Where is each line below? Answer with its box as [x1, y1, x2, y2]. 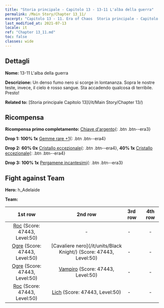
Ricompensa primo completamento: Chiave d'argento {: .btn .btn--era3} [5, 126, 151, 132]
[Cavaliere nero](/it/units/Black [51, 243, 122, 249]
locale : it [5, 25, 27, 30]
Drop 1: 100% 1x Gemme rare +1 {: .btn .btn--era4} [5, 136, 106, 142]
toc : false [5, 35, 27, 40]
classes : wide [5, 39, 34, 44]
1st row [17, 211, 36, 218]
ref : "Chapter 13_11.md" [5, 30, 56, 35]
